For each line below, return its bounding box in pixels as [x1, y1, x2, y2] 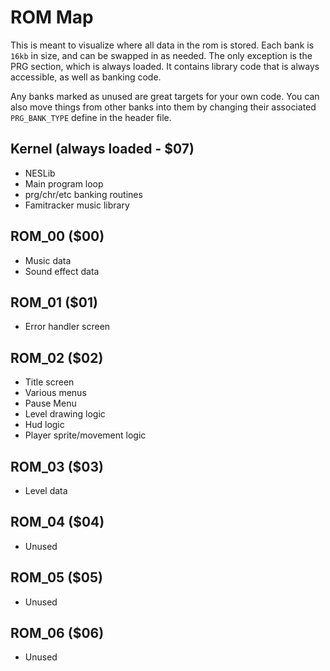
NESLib [24, 167, 56, 179]
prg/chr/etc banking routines [24, 188, 143, 200]
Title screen [24, 376, 75, 388]
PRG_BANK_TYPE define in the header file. [10, 111, 172, 123]
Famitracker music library [24, 199, 130, 211]
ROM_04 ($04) [10, 514, 105, 531]
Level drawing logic [24, 408, 106, 420]
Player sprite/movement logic [24, 429, 147, 441]
